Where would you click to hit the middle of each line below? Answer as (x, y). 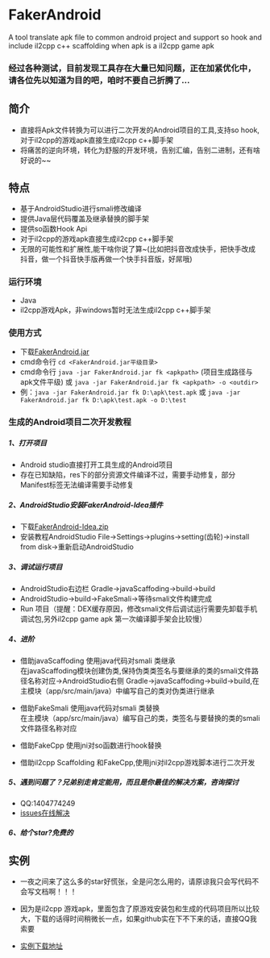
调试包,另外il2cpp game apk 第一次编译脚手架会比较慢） (113, 619)
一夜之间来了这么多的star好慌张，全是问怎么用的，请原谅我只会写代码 (136, 881)
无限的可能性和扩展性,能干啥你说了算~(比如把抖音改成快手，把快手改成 (138, 249)
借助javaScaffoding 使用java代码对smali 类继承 (98, 660)
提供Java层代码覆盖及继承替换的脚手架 (85, 219)
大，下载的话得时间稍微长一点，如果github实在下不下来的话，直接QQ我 (138, 919)
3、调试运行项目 (35, 567)
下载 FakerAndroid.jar (55, 352)
